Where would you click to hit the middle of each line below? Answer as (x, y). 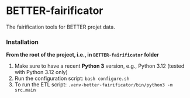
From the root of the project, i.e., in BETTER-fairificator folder (83, 55)
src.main (25, 90)
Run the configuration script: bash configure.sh (72, 78)
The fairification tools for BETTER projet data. (61, 27)
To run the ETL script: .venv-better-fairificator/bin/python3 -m (94, 85)
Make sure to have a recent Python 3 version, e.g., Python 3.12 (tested (99, 66)
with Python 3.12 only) (41, 72)
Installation (23, 42)
